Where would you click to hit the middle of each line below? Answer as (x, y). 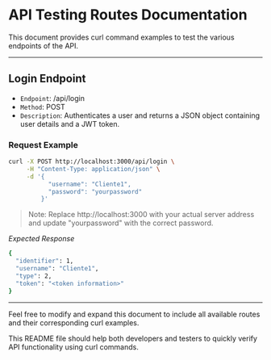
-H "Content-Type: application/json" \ (93, 169)
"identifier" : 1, (45, 261)
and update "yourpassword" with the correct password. (121, 223)
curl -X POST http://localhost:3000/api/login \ (92, 162)
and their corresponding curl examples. (74, 322)
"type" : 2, (34, 276)
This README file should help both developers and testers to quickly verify (133, 338)
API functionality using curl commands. (73, 347)
